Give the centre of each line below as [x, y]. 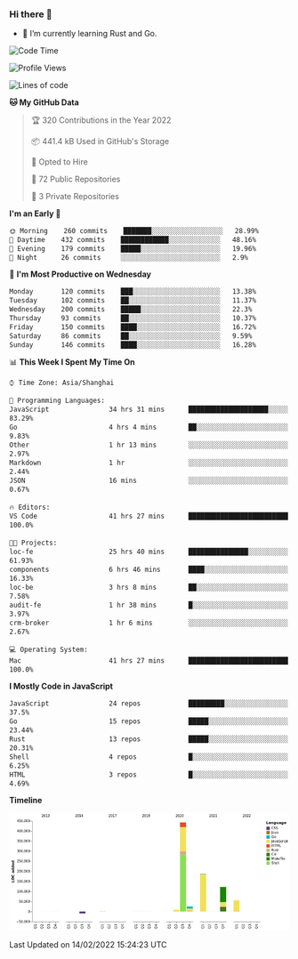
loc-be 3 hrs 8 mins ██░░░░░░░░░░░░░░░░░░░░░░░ [149, 588]
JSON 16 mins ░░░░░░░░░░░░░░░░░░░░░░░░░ [149, 481]
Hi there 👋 [31, 14]
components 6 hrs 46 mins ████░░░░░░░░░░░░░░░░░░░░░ [149, 570]
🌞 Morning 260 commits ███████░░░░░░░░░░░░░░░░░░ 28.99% [134, 231]
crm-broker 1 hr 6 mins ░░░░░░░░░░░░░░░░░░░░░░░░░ [149, 623]
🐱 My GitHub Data [44, 102]
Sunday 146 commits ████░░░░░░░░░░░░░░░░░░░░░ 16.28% [133, 345]
